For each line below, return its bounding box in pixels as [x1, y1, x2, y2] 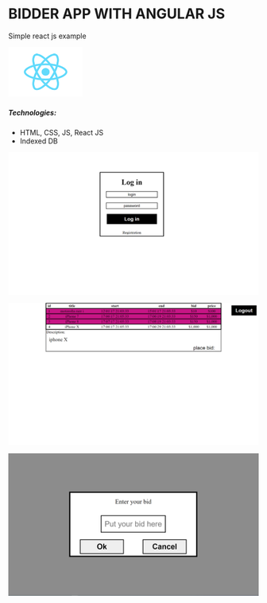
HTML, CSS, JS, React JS [19, 127, 104, 137]
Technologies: [8, 108, 57, 117]
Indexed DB [19, 136, 58, 146]
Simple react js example [8, 31, 87, 41]
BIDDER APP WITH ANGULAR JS [8, 5, 226, 23]
